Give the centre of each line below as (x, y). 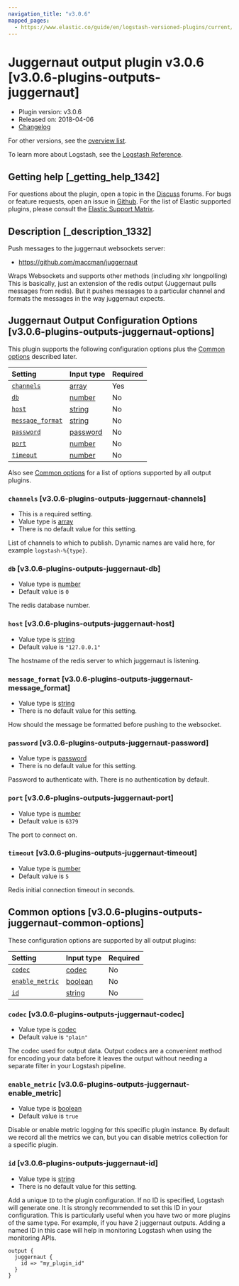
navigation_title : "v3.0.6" (50, 14)
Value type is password (52, 758)
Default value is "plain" (53, 1037)
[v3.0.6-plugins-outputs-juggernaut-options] (111, 332)
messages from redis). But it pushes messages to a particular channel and (117, 291)
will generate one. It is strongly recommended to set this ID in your (105, 1207)
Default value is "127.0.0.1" (60, 647)
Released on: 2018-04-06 (56, 120)
